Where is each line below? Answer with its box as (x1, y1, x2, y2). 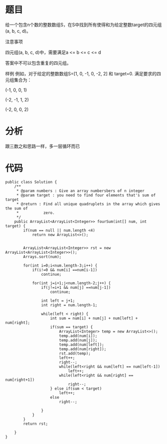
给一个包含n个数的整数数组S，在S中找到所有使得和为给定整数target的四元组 (5, 22, 162, 28)
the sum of (5, 206, 28, 211)
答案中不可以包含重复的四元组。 (5, 60, 71, 66)
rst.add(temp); (59, 351, 91, 356)
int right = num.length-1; (41, 302, 98, 307)
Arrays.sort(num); (23, 254, 62, 259)
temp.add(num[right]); (59, 347, 107, 352)
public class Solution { (5, 179, 57, 184)
